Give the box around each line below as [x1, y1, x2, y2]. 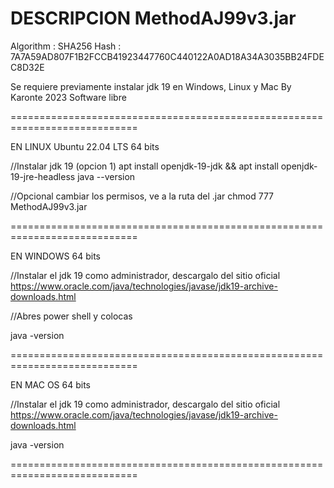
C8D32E [10, 61, 45, 73]
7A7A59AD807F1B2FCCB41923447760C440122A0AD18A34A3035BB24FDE [10, 50, 325, 62]
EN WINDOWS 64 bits [10, 250, 101, 262]
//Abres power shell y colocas [10, 310, 133, 322]
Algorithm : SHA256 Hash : [10, 40, 122, 52]
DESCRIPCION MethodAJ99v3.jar [10, 7, 297, 30]
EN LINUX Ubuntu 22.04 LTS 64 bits [10, 140, 160, 152]
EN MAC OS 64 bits [10, 378, 91, 391]
